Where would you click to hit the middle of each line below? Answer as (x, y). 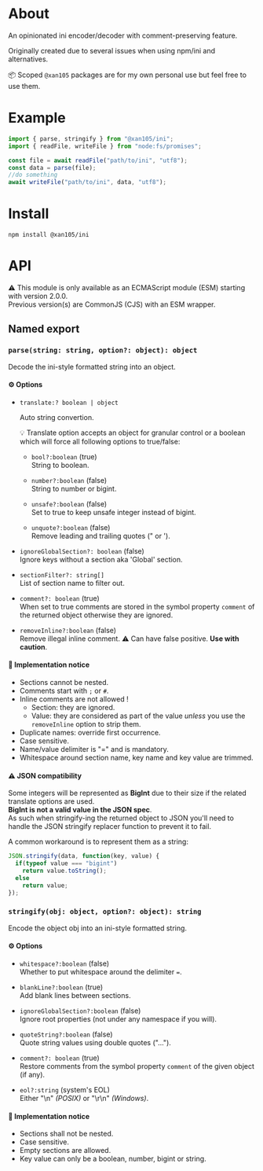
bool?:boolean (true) (64, 456)
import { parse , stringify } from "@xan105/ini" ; (91, 138)
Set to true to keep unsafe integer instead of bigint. (113, 512)
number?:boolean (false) (69, 480)
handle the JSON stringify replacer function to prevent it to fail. (110, 827)
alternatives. (28, 59)
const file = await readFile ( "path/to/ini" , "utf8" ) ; (98, 160)
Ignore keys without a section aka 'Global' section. (101, 559)
